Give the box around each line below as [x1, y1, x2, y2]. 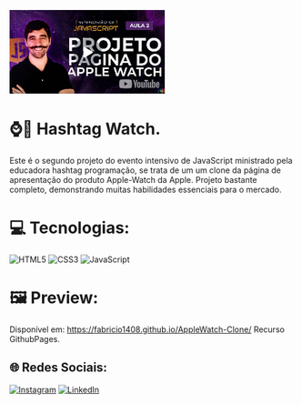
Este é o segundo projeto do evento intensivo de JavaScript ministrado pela [9, 155, 293, 166]
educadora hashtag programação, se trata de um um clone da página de [9, 165, 282, 176]
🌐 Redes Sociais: [9, 360, 107, 376]
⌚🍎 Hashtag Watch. [9, 119, 161, 139]
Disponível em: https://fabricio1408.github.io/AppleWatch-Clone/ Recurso [9, 324, 285, 335]
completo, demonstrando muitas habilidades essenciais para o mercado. [9, 184, 282, 195]
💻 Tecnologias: [9, 217, 130, 238]
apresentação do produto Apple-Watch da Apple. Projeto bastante [9, 174, 257, 185]
